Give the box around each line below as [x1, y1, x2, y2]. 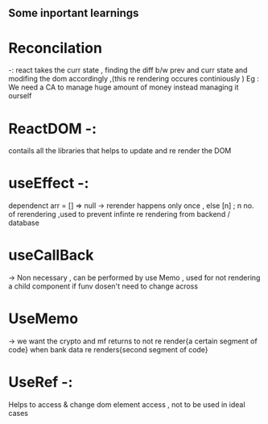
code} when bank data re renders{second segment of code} [8, 345, 208, 355]
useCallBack [8, 246, 94, 264]
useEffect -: [8, 174, 89, 193]
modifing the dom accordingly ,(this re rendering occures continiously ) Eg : [8, 74, 259, 84]
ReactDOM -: [8, 119, 97, 138]
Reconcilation [8, 39, 103, 57]
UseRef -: [8, 373, 73, 392]
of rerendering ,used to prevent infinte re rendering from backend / [8, 210, 231, 219]
